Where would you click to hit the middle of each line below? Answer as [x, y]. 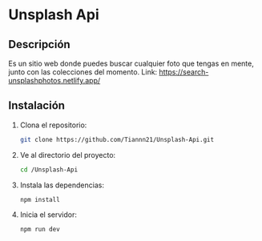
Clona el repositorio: [53, 125]
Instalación [37, 106]
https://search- [184, 72]
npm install [40, 199]
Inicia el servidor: [48, 215]
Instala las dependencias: [62, 185]
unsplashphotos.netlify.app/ [54, 80]
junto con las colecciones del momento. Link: [83, 72]
